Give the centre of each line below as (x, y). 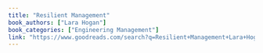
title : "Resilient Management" (59, 15)
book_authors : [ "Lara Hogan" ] (58, 23)
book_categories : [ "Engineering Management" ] (83, 30)
